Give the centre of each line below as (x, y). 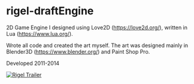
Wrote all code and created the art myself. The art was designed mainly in (97, 45)
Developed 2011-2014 (33, 63)
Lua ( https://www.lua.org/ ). (40, 33)
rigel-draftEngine (50, 11)
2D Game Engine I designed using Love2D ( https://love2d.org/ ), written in (97, 27)
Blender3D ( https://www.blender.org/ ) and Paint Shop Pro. (78, 51)
